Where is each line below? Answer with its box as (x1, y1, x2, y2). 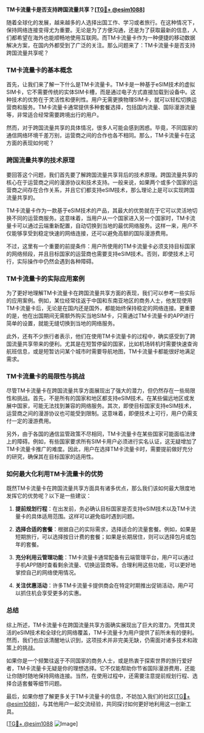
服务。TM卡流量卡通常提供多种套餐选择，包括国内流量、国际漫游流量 (22, 103, 195, 111)
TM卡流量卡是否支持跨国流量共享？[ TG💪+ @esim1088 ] (6, 6, 145, 13)
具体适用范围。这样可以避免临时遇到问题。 (31, 513, 138, 520)
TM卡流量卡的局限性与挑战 (6, 372, 85, 380)
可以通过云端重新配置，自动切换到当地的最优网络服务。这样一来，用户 (16, 222, 192, 229)
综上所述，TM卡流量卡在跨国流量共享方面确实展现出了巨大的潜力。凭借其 (6, 621, 190, 628)
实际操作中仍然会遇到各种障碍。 (16, 258, 97, 265)
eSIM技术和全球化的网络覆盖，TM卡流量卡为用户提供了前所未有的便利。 (16, 628, 198, 636)
